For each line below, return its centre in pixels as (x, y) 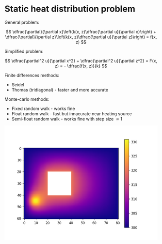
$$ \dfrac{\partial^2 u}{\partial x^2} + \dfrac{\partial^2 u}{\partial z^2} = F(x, (81, 61)
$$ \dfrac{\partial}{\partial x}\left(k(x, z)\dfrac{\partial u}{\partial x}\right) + (81, 31)
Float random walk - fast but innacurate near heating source (72, 114)
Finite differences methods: (32, 75)
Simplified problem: (24, 51)
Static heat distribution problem (70, 9)
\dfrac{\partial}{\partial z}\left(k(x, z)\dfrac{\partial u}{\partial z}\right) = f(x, (81, 37)
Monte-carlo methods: (27, 99)
